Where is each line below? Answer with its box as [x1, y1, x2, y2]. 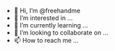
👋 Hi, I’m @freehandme [13, 7, 81, 14]
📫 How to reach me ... [13, 37, 79, 44]
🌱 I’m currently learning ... [13, 21, 89, 29]
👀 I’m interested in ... [13, 14, 73, 22]
